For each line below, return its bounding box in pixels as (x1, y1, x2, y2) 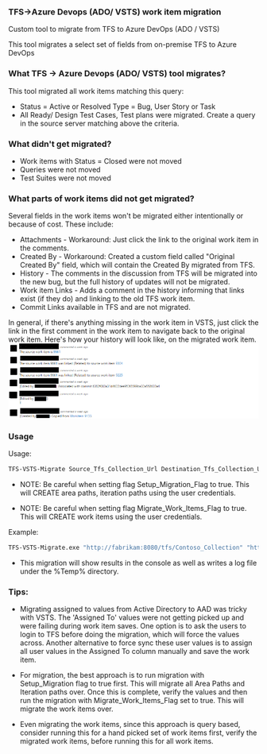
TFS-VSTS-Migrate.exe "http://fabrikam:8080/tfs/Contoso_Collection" (8, 543, 244, 551)
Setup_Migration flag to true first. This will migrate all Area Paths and (19, 679, 245, 689)
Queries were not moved (19, 164, 101, 174)
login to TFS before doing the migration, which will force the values (19, 630, 240, 640)
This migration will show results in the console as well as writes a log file (19, 558, 257, 567)
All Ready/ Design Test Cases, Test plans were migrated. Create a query (19, 110, 256, 119)
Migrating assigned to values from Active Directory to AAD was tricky (19, 605, 248, 614)
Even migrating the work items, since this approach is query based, (19, 720, 241, 729)
